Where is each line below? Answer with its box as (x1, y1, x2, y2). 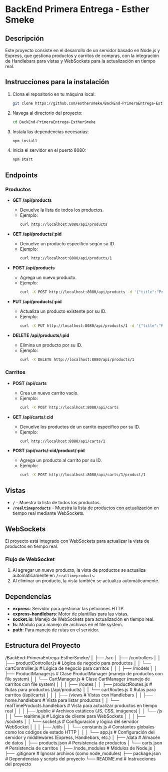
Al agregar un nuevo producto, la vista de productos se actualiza (12, 567, 146, 573)
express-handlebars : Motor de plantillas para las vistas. (12, 611, 129, 617)
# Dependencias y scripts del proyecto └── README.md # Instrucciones (5, 755, 156, 761)
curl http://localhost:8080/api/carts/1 (19, 439, 105, 444)
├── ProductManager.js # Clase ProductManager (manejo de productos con (5, 670, 163, 676)
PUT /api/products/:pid (12, 298, 62, 304)
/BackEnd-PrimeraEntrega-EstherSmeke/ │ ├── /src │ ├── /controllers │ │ (5, 654, 161, 660)
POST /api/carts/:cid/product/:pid (12, 448, 85, 454)
